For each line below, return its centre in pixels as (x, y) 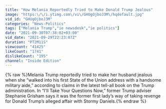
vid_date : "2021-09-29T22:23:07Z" (41, 38)
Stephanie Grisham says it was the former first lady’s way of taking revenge (83, 96)
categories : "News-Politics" (35, 24)
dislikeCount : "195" (27, 56)
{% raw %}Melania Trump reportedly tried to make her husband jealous (79, 75)
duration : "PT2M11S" (27, 42)
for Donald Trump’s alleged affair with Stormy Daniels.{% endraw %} (76, 101)
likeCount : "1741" (24, 51)
